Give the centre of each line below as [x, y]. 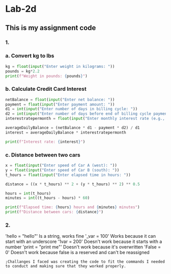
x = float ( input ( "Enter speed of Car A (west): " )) [61, 166]
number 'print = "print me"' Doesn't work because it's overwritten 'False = [83, 247]
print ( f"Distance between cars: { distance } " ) [54, 212]
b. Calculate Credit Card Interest [46, 89]
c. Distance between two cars [43, 155]
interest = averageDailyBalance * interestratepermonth [66, 132]
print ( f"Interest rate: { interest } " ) [45, 142]
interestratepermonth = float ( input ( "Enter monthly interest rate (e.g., [85, 119]
